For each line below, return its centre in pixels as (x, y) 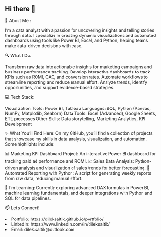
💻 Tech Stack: (20, 97)
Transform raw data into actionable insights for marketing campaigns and (79, 67)
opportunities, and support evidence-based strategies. (60, 87)
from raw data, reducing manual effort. (44, 178)
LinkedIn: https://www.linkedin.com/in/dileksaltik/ (61, 224)
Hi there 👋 (20, 9)
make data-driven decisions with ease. (44, 46)
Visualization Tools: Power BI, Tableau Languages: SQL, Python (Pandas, (78, 108)
